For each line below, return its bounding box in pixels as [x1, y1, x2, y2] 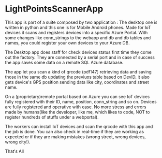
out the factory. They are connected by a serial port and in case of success [5, 54, 155, 60]
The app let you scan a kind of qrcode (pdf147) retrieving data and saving [5, 69, 152, 74]
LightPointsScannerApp [5, 3, 103, 14]
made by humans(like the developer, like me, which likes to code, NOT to [5, 109, 150, 115]
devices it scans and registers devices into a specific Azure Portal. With [5, 29, 148, 35]
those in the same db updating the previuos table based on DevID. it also [5, 74, 150, 80]
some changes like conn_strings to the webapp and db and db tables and [5, 35, 151, 41]
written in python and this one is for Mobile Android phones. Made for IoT [5, 24, 151, 30]
